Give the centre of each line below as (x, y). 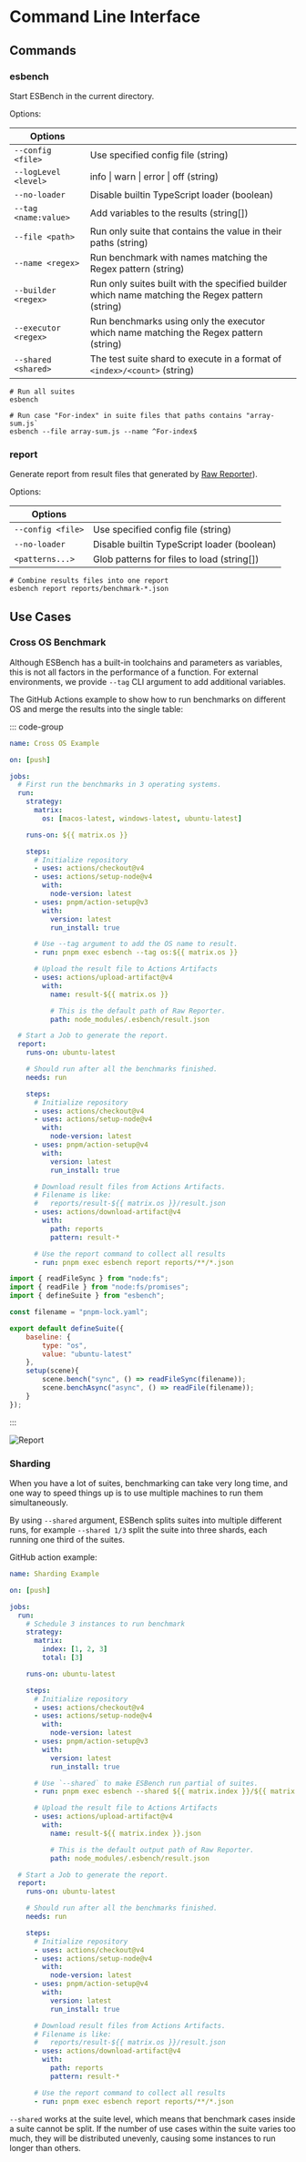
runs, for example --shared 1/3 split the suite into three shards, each (138, 1530)
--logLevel (37, 172)
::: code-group (36, 727)
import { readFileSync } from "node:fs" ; (89, 1279)
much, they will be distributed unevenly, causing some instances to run (143, 2138)
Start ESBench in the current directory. (82, 96)
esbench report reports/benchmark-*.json (89, 589)
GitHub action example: (53, 1557)
